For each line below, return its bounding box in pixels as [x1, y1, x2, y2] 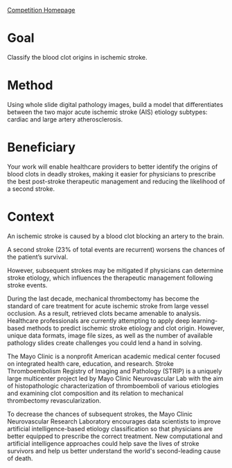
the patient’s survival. [7, 253, 68, 261]
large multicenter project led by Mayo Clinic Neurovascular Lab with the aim [7, 374, 224, 383]
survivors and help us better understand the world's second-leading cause [7, 446, 221, 455]
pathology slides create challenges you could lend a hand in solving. [7, 338, 203, 346]
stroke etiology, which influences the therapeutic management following [7, 274, 213, 282]
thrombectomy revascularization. [7, 396, 102, 405]
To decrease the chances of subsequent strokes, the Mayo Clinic [7, 410, 193, 418]
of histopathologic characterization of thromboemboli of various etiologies [7, 381, 220, 390]
